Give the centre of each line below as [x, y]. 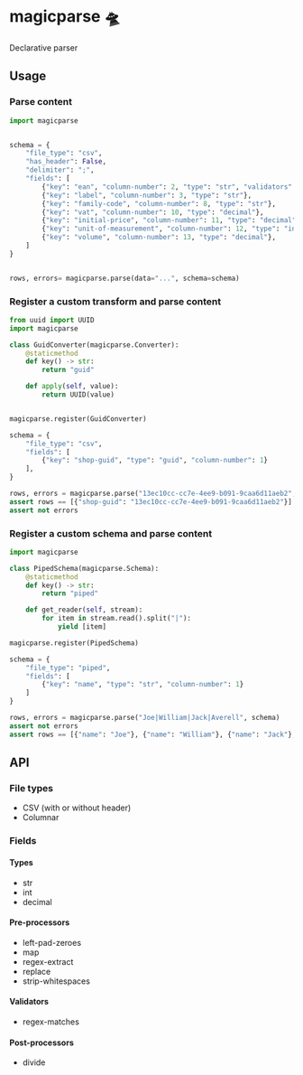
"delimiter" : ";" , [60, 170]
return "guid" [68, 370]
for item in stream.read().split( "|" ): [117, 619]
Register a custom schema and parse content [111, 533]
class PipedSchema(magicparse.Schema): [84, 568]
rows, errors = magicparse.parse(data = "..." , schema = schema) [125, 278]
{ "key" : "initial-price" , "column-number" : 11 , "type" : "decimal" [169, 220]
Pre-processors [40, 922]
